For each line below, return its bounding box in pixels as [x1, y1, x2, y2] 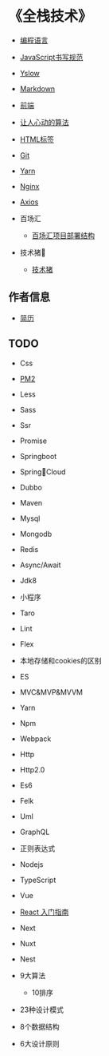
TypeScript [19, 875, 56, 885]
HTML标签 [19, 134, 54, 144]
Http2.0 [19, 764, 45, 774]
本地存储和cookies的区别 [19, 655, 102, 665]
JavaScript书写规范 [19, 52, 84, 62]
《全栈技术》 [8, 7, 93, 26]
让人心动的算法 [19, 117, 69, 127]
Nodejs [19, 859, 44, 869]
